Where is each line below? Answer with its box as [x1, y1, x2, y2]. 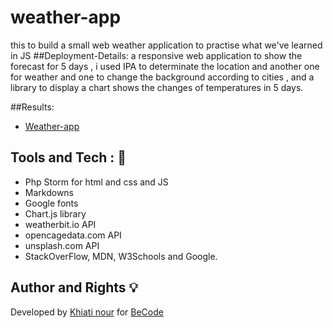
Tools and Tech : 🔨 [10, 149, 127, 166]
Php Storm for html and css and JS [24, 176, 169, 188]
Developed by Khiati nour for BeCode [10, 306, 164, 318]
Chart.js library [24, 207, 87, 220]
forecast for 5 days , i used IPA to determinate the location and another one [10, 60, 320, 72]
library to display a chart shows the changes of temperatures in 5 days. [10, 81, 304, 93]
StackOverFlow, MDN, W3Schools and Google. [24, 250, 218, 262]
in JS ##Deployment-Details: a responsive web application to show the [10, 49, 303, 61]
